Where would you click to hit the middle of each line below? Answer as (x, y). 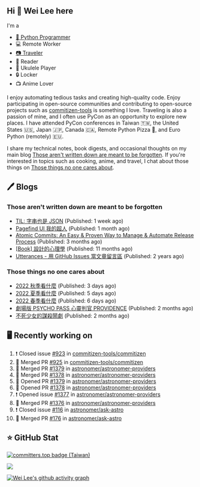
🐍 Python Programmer (43, 37)
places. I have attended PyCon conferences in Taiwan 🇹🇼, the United (93, 123)
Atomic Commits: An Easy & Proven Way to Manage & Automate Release (104, 235)
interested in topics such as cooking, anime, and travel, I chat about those (98, 161)
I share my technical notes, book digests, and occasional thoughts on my (97, 148)
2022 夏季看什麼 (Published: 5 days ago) (66, 293)
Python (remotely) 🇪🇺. (35, 136)
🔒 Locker (26, 74)
